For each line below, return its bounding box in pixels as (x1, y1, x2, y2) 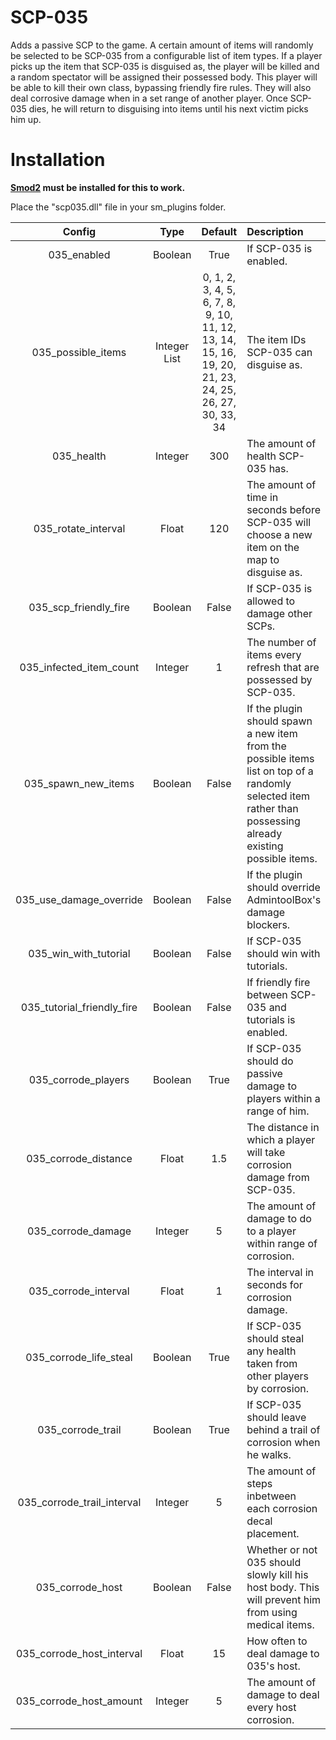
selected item (246, 789, 311, 803)
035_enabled (48, 247, 111, 261)
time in (246, 490, 279, 504)
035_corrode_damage (26, 1224, 132, 1238)
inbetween (246, 1489, 297, 1503)
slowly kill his (246, 1567, 309, 1581)
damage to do (246, 1211, 312, 1225)
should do (246, 1054, 294, 1068)
